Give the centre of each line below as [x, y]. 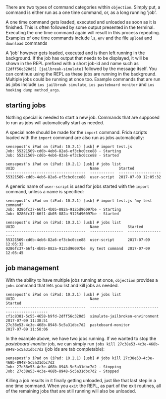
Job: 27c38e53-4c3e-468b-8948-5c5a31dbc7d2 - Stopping [63, 367]
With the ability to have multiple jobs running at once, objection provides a [82, 280]
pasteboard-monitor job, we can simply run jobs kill [61, 344]
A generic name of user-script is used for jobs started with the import [78, 186]
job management [32, 268]
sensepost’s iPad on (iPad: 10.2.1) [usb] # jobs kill [63, 358]
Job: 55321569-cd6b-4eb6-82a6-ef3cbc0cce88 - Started [62, 155]
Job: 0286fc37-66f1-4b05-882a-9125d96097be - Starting [63, 209]
